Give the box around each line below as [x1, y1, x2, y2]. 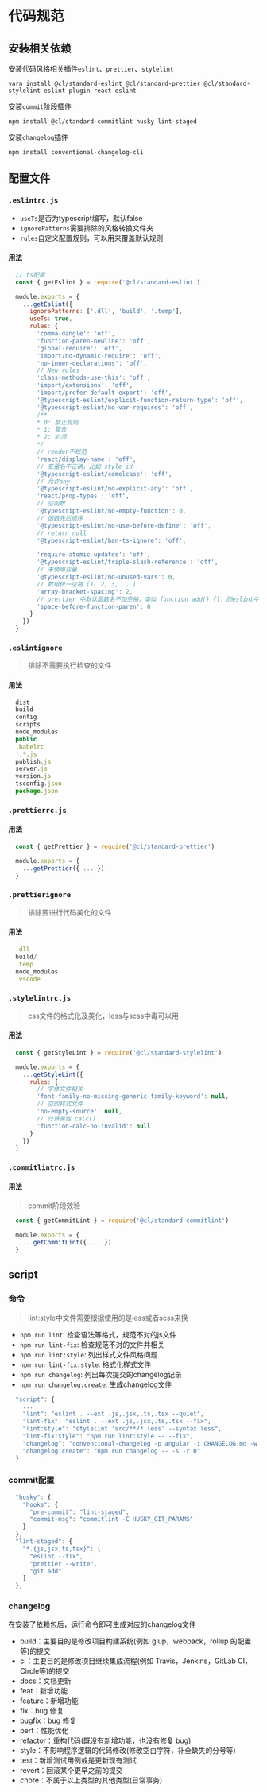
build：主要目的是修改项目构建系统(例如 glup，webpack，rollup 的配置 [19, 1636, 252, 1646]
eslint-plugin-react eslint [43, 87, 137, 95]
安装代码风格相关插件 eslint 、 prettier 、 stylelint [8, 64, 174, 73]
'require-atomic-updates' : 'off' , [37, 551, 151, 559]
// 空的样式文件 [37, 1100, 83, 1109]
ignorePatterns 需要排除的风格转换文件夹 [19, 223, 154, 233]
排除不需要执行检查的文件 [27, 660, 112, 670]
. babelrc [15, 742, 44, 751]
